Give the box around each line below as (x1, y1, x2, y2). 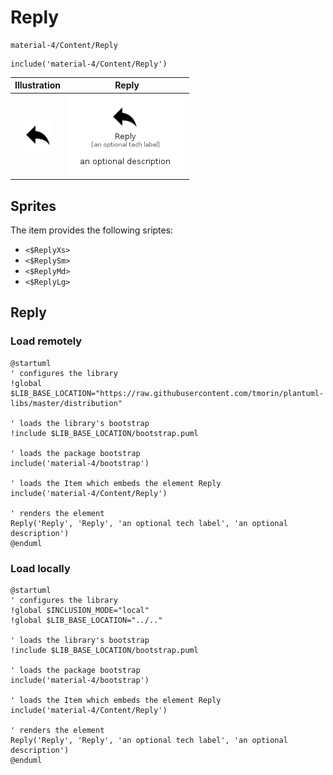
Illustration (14, 79, 62, 91)
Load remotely (10, 334, 83, 348)
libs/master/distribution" (10, 398, 123, 408)
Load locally (10, 561, 71, 575)
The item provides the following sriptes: (10, 224, 174, 236)
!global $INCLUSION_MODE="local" (10, 605, 150, 615)
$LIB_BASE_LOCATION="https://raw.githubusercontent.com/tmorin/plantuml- (10, 388, 325, 398)
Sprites (10, 197, 57, 215)
